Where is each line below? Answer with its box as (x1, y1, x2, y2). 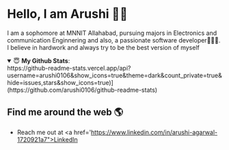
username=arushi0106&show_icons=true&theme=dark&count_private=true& (7, 71, 222, 79)
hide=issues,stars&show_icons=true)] (7, 78, 114, 86)
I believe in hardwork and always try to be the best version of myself (7, 43, 200, 51)
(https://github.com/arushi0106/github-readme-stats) (7, 86, 158, 94)
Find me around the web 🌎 (7, 106, 124, 118)
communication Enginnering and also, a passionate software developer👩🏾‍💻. (7, 36, 221, 44)
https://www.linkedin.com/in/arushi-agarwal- (91, 128, 218, 136)
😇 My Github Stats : (13, 56, 70, 64)
